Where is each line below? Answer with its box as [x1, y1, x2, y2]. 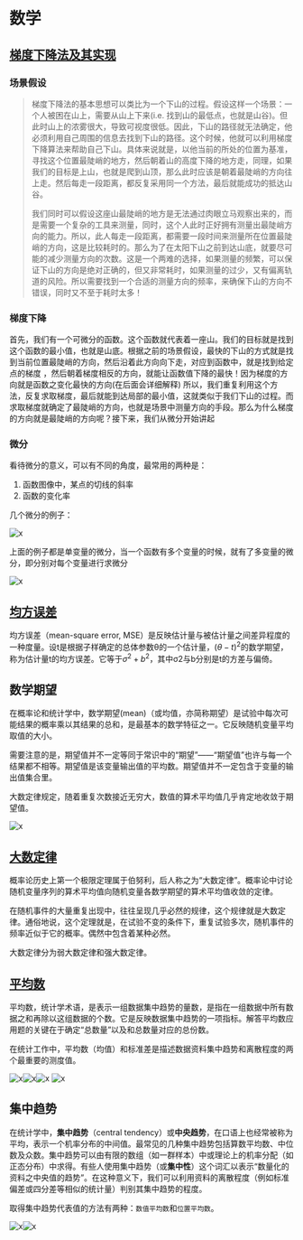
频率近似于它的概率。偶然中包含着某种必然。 [9, 928, 176, 939]
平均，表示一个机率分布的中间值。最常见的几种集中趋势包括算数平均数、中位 [9, 1138, 294, 1149]
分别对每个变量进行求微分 [32, 557, 128, 569]
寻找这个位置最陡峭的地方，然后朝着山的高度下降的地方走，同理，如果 [31, 154, 293, 165]
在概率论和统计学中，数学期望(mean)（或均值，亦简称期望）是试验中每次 [9, 708, 281, 719]
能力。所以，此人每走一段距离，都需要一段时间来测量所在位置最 [47, 230, 285, 241]
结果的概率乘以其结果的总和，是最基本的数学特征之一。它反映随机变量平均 [16, 719, 294, 730]
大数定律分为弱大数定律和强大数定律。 [9, 947, 151, 958]
